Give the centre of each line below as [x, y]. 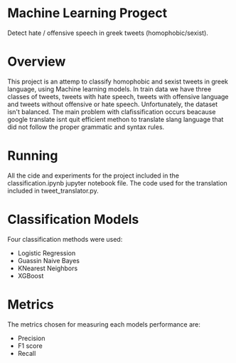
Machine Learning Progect [87, 13]
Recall [27, 353]
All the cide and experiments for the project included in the [93, 175]
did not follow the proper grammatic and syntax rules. [86, 127]
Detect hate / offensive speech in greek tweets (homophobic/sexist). [108, 33]
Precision [31, 338]
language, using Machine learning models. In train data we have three [109, 89]
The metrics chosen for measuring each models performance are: [104, 324]
